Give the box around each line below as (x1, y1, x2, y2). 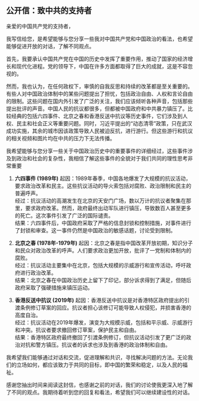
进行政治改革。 (20, 269, 57, 276)
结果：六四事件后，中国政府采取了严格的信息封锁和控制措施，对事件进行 (14, 219, 191, 226)
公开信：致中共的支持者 (6, 5, 92, 16)
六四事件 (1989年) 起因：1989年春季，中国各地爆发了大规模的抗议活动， (14, 175, 191, 182)
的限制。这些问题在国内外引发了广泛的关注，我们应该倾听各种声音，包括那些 (6, 97, 193, 105)
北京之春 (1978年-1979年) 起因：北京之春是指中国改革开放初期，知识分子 (14, 239, 194, 247)
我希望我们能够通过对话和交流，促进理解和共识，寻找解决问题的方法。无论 (6, 353, 188, 361)
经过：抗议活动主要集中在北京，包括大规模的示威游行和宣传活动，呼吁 (14, 261, 187, 269)
